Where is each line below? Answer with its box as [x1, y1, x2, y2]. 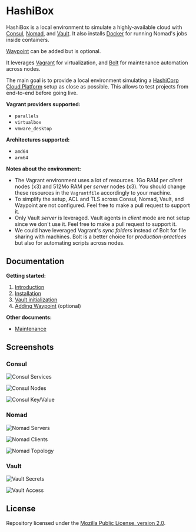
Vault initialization [14, 296, 58, 303]
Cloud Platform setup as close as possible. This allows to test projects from [6, 83, 188, 90]
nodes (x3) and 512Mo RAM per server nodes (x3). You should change [14, 183, 186, 190]
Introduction [14, 283, 45, 290]
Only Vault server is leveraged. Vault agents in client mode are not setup [14, 214, 190, 221]
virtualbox [14, 119, 42, 125]
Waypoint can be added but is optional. [6, 47, 101, 54]
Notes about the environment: [6, 165, 81, 172]
